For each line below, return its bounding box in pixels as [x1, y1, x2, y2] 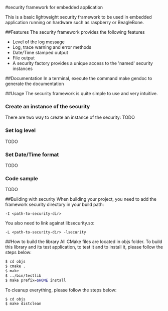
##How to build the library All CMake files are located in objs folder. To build [5, 239, 162, 245]
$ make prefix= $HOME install [5, 278, 66, 283]
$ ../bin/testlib [5, 273, 42, 278]
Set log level [5, 127, 36, 134]
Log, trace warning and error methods [12, 44, 92, 50]
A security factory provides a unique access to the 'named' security [12, 60, 153, 66]
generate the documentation [5, 81, 64, 87]
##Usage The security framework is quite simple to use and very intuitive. [5, 91, 158, 96]
